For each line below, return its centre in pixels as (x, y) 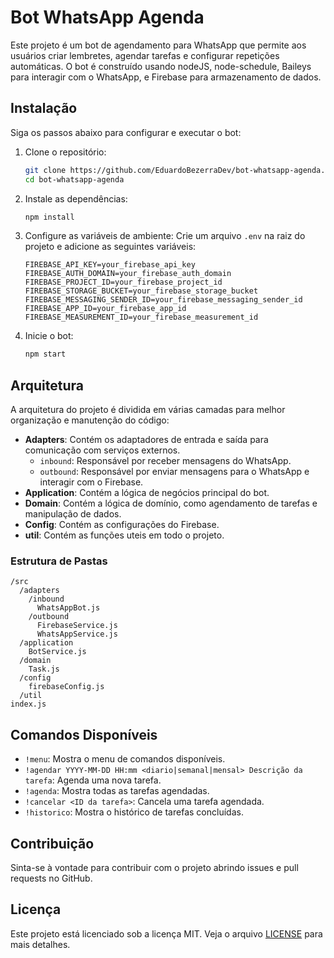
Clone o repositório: (65, 152)
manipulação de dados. (73, 514)
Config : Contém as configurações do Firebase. (122, 525)
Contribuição (52, 843)
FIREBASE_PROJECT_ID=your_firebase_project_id (123, 282)
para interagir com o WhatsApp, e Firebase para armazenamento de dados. (166, 77)
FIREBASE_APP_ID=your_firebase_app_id (105, 309)
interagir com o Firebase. (91, 482)
